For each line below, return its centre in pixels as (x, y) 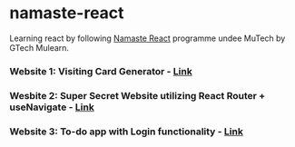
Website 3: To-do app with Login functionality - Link (126, 132)
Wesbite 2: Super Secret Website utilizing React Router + (138, 95)
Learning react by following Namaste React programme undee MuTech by (147, 38)
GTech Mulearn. (39, 47)
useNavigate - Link (52, 107)
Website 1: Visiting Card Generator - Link (101, 71)
